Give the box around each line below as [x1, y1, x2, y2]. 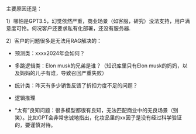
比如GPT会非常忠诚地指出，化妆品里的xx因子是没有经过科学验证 [27, 114, 183, 121]
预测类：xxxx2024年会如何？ [14, 50, 85, 57]
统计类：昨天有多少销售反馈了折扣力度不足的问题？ [14, 82, 138, 89]
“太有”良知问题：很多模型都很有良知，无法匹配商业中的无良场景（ [14, 107, 174, 114]
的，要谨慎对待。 [14, 122, 56, 128]
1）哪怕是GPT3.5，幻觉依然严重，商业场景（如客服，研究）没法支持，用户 [6, 18, 185, 25]
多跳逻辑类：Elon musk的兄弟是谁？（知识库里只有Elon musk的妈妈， [14, 62, 183, 69]
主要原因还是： [6, 5, 42, 12]
